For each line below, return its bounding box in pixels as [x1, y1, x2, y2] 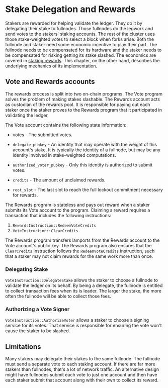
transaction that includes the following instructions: [5, 212, 112, 218]
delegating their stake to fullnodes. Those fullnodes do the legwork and [5, 25, 153, 31]
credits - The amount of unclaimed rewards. [12, 177, 106, 183]
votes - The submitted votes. [12, 132, 73, 138]
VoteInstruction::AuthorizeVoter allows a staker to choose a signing [5, 317, 149, 323]
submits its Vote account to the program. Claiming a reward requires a [5, 207, 150, 213]
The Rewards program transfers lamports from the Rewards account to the [5, 237, 160, 243]
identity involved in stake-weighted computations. [12, 152, 117, 158]
